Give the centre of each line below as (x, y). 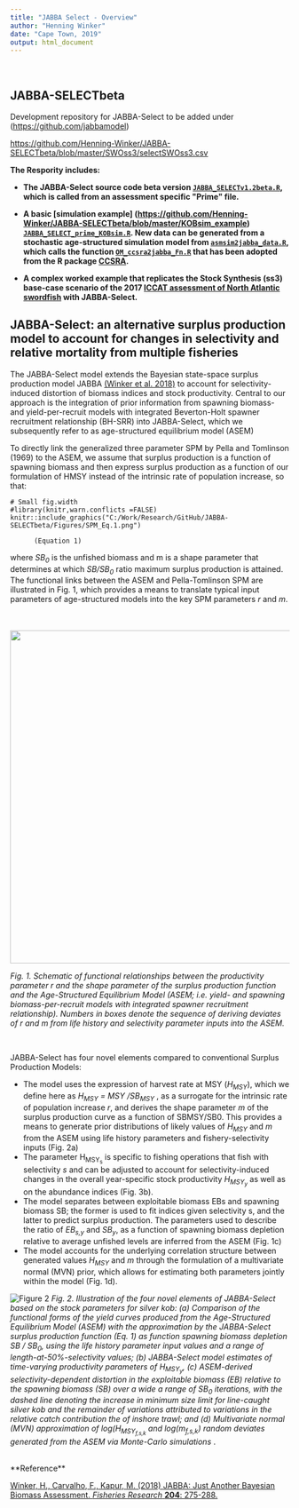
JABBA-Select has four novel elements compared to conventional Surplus (145, 1058)
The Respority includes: (55, 171)
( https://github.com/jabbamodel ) (70, 126)
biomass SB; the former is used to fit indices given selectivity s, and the (153, 1211)
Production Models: (46, 1068)
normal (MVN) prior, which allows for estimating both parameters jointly (153, 1272)
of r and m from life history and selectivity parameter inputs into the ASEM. (147, 1023)
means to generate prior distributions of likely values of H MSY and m (148, 1127)
